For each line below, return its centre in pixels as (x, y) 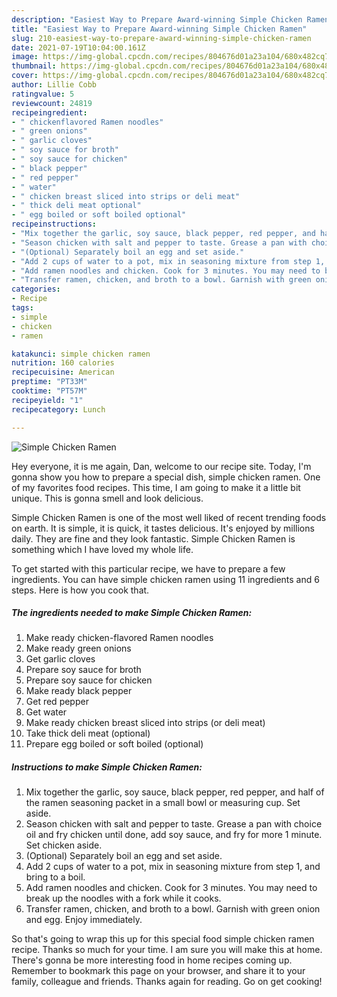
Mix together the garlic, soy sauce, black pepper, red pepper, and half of (175, 792)
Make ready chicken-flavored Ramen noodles (119, 638)
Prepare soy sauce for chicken (89, 680)
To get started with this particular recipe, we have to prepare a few (148, 568)
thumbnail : (34, 66)
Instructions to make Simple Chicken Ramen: (107, 767)
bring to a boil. (55, 877)
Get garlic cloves (60, 659)
